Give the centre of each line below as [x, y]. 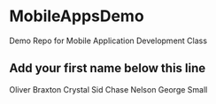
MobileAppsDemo [77, 16]
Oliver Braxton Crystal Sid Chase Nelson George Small [108, 89]
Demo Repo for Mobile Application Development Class [108, 41]
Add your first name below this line [108, 68]
